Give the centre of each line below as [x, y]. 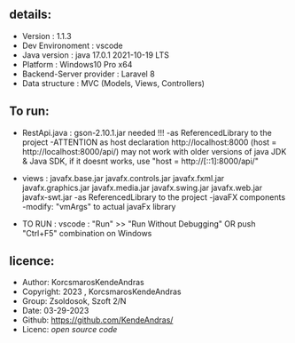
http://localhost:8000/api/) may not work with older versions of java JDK [154, 151]
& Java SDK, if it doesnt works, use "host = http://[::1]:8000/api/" [140, 161]
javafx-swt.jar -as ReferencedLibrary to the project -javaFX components [154, 197]
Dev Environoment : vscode [73, 45]
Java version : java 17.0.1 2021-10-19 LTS [96, 55]
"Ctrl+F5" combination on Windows [87, 233]
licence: [32, 261]
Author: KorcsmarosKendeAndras [83, 283]
